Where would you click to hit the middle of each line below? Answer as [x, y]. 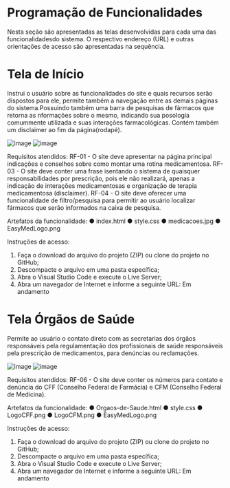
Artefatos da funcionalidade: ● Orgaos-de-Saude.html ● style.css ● [105, 407]
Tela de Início [46, 74]
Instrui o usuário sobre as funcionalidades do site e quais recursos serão [110, 93]
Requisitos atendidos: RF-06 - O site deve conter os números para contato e [115, 379]
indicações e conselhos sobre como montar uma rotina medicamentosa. [109, 164]
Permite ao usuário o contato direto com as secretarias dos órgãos [102, 338]
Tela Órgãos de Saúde [71, 320]
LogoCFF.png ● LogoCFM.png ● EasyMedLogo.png [82, 415]
